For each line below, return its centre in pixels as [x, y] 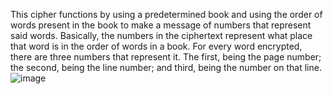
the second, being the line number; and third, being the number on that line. [166, 67]
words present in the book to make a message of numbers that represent [161, 25]
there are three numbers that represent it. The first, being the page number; [166, 57]
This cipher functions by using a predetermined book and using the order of [166, 14]
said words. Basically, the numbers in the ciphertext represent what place [161, 35]
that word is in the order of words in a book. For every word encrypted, [156, 46]
